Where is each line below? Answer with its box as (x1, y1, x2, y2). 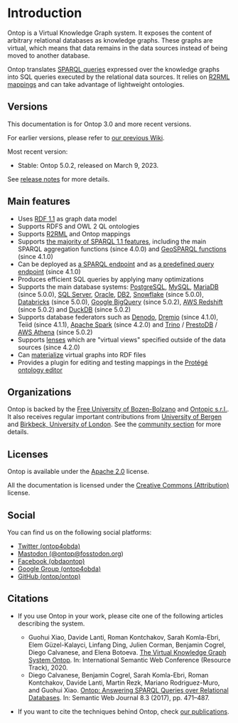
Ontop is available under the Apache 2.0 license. (7, 468, 149, 476)
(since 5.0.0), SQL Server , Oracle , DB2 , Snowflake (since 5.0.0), (17, 290, 204, 298)
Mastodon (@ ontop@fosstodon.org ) (17, 549, 124, 558)
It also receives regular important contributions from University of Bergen (7, 413, 222, 421)
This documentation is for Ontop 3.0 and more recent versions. (7, 120, 192, 128)
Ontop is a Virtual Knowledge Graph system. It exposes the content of (7, 28, 212, 37)
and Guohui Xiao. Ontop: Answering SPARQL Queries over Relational (28, 685, 229, 695)
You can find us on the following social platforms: (7, 528, 152, 537)
